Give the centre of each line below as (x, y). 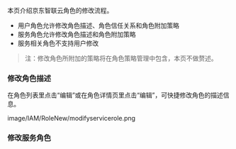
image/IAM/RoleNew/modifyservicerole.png (72, 118)
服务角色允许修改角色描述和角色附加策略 (77, 34)
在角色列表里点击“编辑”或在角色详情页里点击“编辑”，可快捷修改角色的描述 (115, 95)
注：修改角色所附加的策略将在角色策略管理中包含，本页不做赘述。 (121, 58)
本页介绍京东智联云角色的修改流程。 (60, 10)
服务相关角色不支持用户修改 (58, 43)
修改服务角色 (29, 138)
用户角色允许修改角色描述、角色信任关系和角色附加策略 (98, 26)
